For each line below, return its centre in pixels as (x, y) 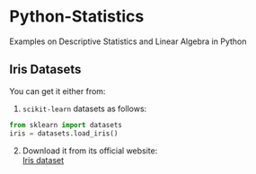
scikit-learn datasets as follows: (84, 109)
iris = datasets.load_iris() (64, 133)
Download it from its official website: (90, 151)
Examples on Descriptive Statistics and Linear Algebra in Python (128, 41)
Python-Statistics (77, 17)
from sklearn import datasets (66, 125)
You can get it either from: (57, 91)
